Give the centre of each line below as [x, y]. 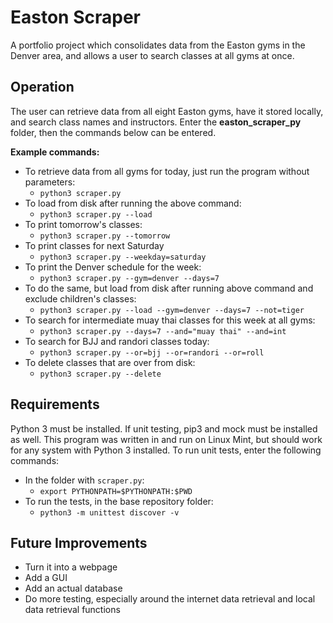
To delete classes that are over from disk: [110, 362]
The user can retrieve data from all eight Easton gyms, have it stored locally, [167, 111]
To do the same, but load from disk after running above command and [169, 288]
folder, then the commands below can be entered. [113, 132]
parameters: [50, 182]
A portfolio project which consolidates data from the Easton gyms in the [158, 45]
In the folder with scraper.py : [84, 480]
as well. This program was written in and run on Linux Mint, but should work [166, 439]
